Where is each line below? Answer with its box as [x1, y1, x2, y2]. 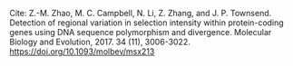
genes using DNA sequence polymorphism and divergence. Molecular [9, 27, 272, 37]
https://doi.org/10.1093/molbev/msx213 [9, 46, 155, 57]
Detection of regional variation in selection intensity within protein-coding [9, 17, 284, 28]
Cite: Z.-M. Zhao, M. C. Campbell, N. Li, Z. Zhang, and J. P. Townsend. [9, 8, 272, 18]
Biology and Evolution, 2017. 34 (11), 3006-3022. [9, 36, 190, 47]
